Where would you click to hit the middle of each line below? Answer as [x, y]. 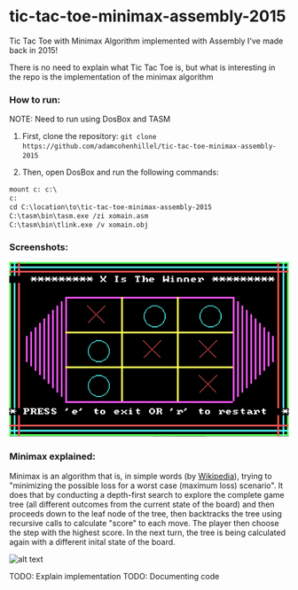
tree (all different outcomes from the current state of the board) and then [142, 504]
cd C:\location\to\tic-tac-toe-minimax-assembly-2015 [111, 207]
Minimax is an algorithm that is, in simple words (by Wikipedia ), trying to [141, 476]
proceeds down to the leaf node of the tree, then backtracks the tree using [145, 513]
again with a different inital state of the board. [92, 541]
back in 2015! [34, 50]
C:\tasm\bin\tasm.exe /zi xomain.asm [79, 216]
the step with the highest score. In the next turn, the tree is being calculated [148, 532]
